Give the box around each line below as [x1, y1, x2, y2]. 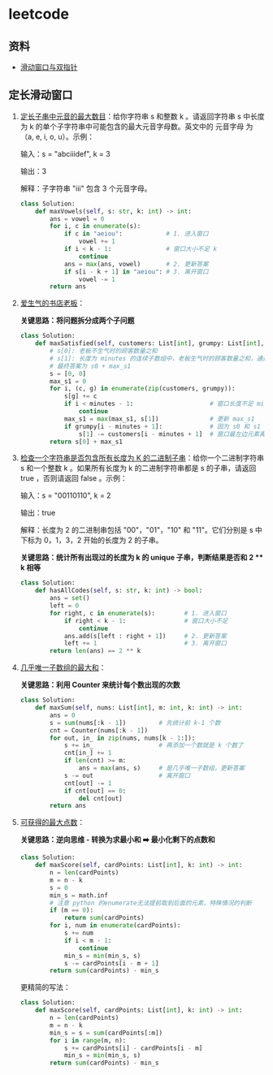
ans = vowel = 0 [50, 214, 105, 223]
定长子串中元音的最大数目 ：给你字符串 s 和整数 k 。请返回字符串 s [19, 111, 241, 121]
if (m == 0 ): [50, 906, 94, 914]
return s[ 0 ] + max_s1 [50, 438, 123, 446]
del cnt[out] [78, 794, 123, 802]
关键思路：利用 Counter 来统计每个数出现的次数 [19, 680, 180, 690]
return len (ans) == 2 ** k [50, 647, 141, 655]
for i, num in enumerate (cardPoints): [50, 922, 181, 930]
